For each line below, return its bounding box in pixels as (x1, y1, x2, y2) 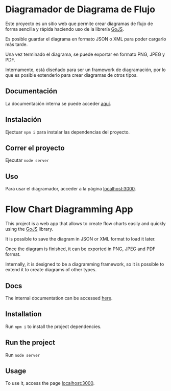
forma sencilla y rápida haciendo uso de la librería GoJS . (5, 26, 124, 32)
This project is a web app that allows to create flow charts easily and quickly (5, 221, 166, 227)
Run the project (5, 338, 55, 347)
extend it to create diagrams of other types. (5, 267, 97, 273)
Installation (5, 310, 42, 318)
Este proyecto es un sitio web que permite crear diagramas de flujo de (5, 20, 153, 27)
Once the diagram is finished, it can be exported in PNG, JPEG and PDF (5, 246, 156, 252)
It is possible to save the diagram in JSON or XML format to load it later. (5, 236, 156, 242)
